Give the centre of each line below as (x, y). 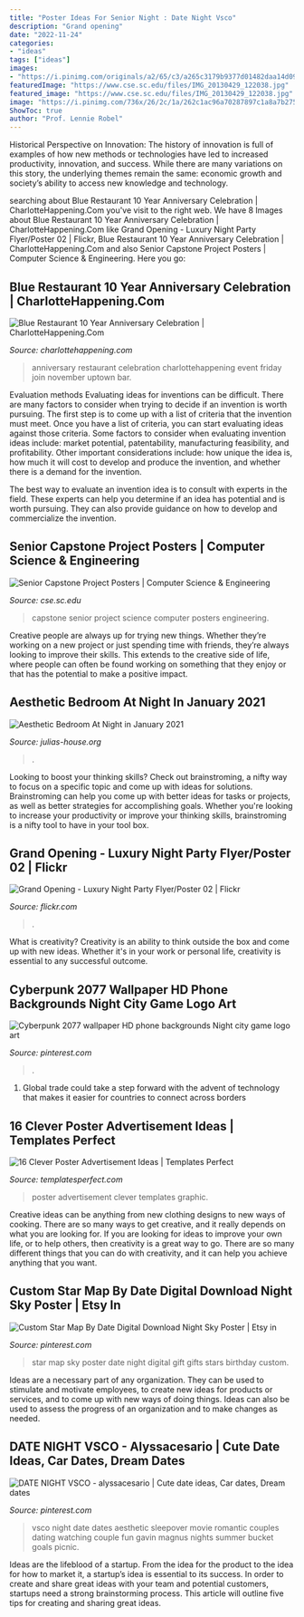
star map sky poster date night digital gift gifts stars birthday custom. (160, 1362)
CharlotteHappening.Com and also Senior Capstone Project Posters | (138, 249)
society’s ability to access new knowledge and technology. (119, 183)
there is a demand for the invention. (76, 471)
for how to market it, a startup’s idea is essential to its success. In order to (147, 1574)
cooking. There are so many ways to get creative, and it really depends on (147, 1224)
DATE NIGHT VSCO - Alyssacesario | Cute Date (145, 1447)
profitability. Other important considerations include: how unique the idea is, (151, 452)
